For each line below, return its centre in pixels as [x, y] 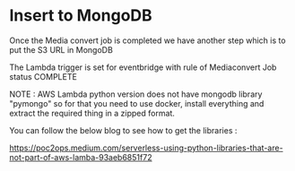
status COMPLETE [43, 76]
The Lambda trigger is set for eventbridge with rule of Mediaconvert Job [143, 67]
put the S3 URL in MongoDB [61, 49]
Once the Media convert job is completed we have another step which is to [147, 40]
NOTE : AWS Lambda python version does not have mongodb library [136, 94]
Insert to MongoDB [81, 16]
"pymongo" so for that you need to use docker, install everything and [137, 103]
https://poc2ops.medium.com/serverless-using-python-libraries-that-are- [147, 148]
